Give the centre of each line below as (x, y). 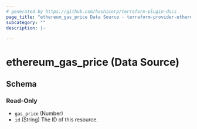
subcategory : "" (26, 22)
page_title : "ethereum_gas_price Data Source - (65, 17)
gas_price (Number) (39, 113)
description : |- (26, 28)
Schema (21, 84)
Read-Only (22, 100)
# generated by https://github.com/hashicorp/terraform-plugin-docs (91, 11)
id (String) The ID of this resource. (56, 120)
